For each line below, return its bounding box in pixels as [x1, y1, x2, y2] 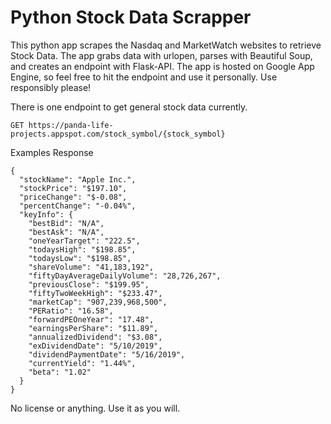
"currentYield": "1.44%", [28, 358, 137, 368]
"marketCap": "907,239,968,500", [28, 297, 168, 307]
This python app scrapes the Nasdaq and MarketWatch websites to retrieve [10, 39, 322, 51]
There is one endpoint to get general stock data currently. [10, 101, 248, 113]
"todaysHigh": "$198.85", [28, 244, 137, 255]
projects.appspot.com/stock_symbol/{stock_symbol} [10, 129, 226, 139]
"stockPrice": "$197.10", [19, 183, 128, 193]
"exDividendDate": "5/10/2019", [28, 341, 163, 351]
